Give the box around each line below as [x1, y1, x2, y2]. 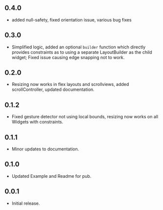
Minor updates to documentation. [11, 146, 79, 152]
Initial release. [11, 200, 40, 206]
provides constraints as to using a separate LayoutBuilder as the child [11, 49, 152, 55]
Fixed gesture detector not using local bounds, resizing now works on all [11, 114, 159, 120]
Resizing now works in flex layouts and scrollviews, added [11, 82, 129, 87]
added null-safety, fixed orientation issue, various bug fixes [11, 17, 132, 22]
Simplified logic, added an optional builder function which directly [11, 44, 146, 50]
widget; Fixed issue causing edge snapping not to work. [11, 54, 125, 60]
